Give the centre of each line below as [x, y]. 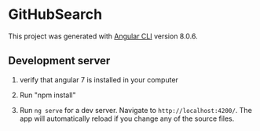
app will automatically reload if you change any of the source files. [127, 118]
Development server [59, 61]
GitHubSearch [55, 15]
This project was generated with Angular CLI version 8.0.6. [103, 36]
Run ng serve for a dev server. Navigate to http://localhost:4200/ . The [136, 110]
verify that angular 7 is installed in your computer [99, 79]
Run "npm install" [48, 95]
